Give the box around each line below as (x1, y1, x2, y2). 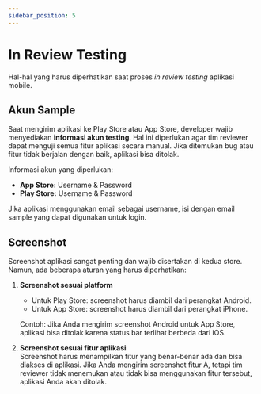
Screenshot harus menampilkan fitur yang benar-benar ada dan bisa (19, 352, 243, 361)
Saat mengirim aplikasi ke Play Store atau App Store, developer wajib (8, 124, 233, 134)
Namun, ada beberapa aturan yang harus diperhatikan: (8, 265, 187, 274)
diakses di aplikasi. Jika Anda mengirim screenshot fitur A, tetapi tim (19, 360, 243, 369)
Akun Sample (8, 103, 76, 117)
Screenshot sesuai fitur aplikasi (19, 343, 127, 353)
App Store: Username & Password (19, 180, 132, 190)
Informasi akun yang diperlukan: (8, 165, 113, 174)
